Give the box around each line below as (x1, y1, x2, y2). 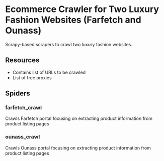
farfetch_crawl (5, 104, 42, 111)
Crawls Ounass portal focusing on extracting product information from (5, 144, 151, 151)
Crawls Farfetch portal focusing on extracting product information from (5, 115, 152, 121)
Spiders (5, 89, 30, 98)
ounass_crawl (5, 133, 40, 140)
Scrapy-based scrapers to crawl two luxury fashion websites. (5, 41, 132, 47)
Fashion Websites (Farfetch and (5, 14, 142, 26)
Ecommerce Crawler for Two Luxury (5, 4, 159, 15)
